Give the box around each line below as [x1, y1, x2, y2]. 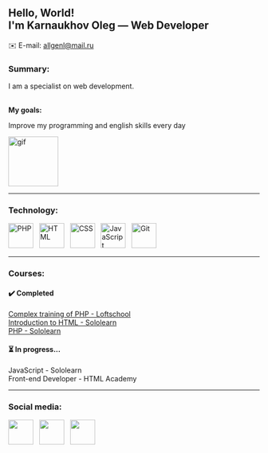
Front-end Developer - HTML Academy [8, 373, 137, 383]
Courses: [8, 268, 45, 279]
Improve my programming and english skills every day [8, 121, 186, 131]
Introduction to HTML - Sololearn [8, 318, 117, 327]
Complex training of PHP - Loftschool [8, 309, 132, 318]
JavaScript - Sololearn [8, 365, 82, 375]
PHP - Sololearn [8, 326, 61, 335]
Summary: [8, 63, 50, 74]
